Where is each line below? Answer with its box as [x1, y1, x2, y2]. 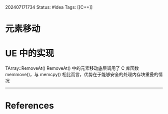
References [5, 100, 54, 112]
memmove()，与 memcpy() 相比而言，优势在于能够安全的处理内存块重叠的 [5, 72, 158, 78]
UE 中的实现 [5, 48, 54, 59]
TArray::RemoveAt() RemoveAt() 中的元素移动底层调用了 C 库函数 [5, 65, 139, 71]
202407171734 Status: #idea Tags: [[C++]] [5, 4, 93, 10]
